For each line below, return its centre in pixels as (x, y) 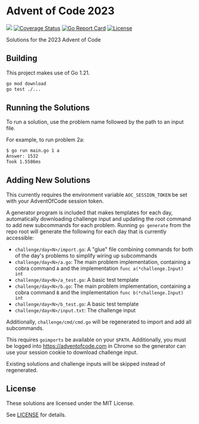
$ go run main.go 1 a (33, 151)
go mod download (26, 84)
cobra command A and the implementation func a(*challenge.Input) (99, 268)
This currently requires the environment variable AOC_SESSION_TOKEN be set (97, 194)
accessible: (20, 238)
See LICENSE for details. (36, 414)
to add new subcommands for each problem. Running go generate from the (99, 225)
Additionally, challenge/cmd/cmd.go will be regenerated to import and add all (99, 322)
